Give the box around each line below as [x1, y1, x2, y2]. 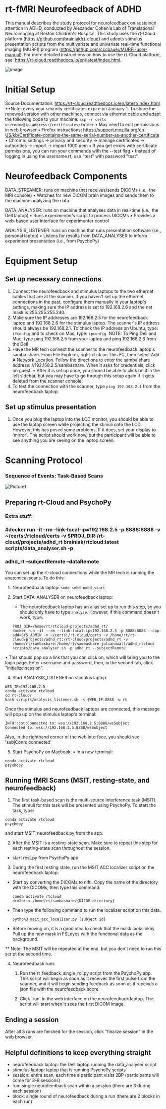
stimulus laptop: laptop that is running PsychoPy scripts [12, 1067, 126, 1073]
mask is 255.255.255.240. [12, 309, 65, 315]
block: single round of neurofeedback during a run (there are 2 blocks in [12, 1093, 160, 1099]
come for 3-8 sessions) [12, 1077, 60, 1084]
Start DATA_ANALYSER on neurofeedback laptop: [12, 594, 113, 600]
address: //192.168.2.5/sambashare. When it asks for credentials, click [12, 362, 156, 368]
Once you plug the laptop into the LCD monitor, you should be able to [12, 416, 154, 422]
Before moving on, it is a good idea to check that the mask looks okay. [12, 926, 156, 932]
